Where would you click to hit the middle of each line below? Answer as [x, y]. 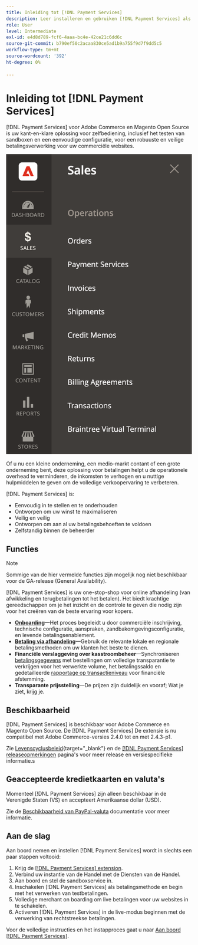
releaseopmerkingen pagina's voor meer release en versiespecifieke [89, 754]
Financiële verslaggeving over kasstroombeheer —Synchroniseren [97, 654]
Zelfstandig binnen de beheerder [55, 530]
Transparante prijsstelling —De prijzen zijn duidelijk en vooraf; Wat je [99, 685]
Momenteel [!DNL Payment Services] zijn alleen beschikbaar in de [86, 793]
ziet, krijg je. [29, 692]
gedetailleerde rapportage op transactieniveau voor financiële [90, 673]
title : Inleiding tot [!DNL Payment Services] [64, 12]
